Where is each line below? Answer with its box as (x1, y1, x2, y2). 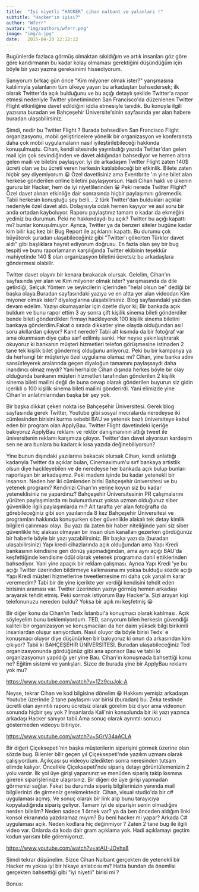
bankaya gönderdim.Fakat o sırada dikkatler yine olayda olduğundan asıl (6, 322, 183, 328)
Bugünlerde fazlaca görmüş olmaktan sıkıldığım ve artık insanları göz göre (6, 53, 187, 60)
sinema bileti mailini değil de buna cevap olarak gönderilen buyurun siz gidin (6, 379, 193, 386)
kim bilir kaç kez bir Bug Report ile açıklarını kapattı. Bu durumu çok (6, 228, 171, 235)
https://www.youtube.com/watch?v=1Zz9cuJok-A (6, 678, 128, 685)
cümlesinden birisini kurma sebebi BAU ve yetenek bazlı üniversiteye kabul (6, 415, 189, 422)
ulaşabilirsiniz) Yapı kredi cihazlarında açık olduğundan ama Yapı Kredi (6, 541, 179, 548)
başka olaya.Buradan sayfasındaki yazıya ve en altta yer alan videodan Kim (6, 290, 190, 297)
